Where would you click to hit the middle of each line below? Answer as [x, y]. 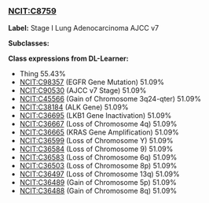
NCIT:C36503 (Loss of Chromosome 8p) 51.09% [98, 166]
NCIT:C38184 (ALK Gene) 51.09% [74, 107]
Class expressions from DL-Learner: [68, 59]
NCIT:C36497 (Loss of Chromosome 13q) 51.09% [100, 174]
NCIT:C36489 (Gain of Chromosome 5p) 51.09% [98, 183]
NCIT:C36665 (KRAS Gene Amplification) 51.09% [99, 132]
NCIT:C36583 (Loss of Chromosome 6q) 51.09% [98, 157]
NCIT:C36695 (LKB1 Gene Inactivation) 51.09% [95, 116]
